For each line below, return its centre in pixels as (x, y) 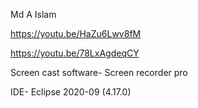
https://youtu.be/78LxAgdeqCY (75, 53)
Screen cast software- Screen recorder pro (99, 72)
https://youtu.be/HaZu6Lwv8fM (76, 33)
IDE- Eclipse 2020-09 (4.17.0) (71, 92)
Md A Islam (33, 14)
